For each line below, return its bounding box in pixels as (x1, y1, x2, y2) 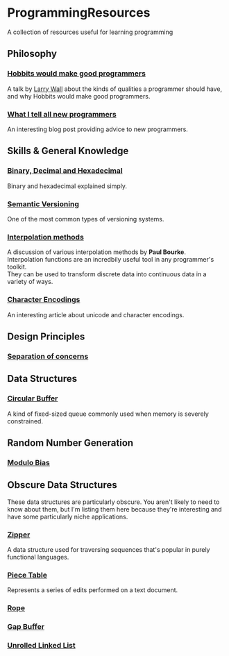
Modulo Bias (7, 457, 51, 467)
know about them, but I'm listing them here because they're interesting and (7, 505, 222, 513)
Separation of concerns (7, 351, 89, 361)
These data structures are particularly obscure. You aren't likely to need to (7, 498, 220, 506)
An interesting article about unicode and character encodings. (7, 310, 185, 319)
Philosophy (7, 48, 58, 60)
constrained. (7, 417, 44, 425)
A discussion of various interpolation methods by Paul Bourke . (7, 248, 186, 256)
